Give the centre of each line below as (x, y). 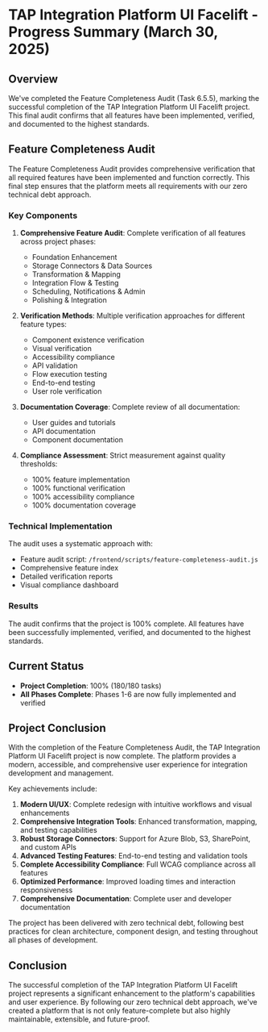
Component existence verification (88, 340)
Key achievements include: (53, 789)
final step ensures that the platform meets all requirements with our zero (128, 186)
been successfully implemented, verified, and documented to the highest (130, 632)
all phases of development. (53, 940)
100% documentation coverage (84, 505)
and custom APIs (48, 847)
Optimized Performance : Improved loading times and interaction (128, 882)
